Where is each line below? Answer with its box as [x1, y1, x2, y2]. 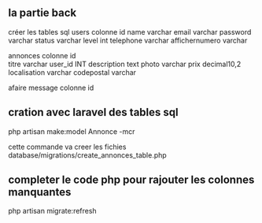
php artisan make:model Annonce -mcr [8, 126, 135, 136]
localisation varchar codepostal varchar [8, 67, 136, 77]
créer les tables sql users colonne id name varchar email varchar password [8, 27, 252, 36]
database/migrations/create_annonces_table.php [8, 150, 167, 160]
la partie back [8, 6, 77, 20]
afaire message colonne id [8, 83, 94, 92]
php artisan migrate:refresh [8, 206, 97, 216]
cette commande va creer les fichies [8, 142, 127, 151]
